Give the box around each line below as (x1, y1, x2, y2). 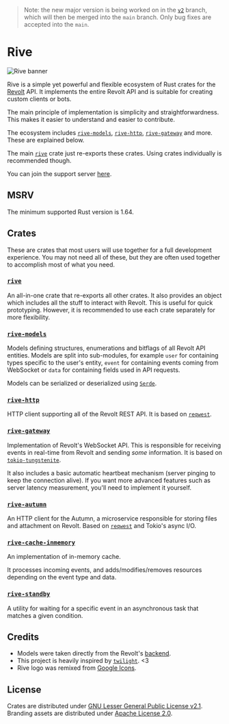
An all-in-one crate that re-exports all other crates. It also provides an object (7, 291, 222, 299)
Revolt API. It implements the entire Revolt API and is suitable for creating (7, 87, 213, 95)
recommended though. (7, 156, 72, 164)
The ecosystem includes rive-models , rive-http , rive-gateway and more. (7, 128, 213, 136)
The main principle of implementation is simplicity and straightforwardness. (7, 108, 219, 116)
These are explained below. (7, 136, 85, 144)
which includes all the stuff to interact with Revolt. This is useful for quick (7, 298, 213, 307)
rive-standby (7, 590, 51, 598)
